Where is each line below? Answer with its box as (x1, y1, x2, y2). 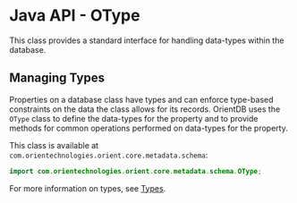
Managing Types (9, 71, 106, 86)
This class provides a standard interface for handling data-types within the (9, 35, 284, 46)
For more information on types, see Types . (9, 182, 166, 193)
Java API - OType (9, 5, 140, 26)
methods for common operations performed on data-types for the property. (9, 123, 288, 133)
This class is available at (9, 140, 99, 150)
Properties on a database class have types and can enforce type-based (9, 94, 275, 105)
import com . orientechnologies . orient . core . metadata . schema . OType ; (9, 166, 262, 175)
